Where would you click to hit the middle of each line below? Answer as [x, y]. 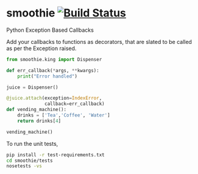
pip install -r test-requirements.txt [55, 155]
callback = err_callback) [75, 104]
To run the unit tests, [32, 143]
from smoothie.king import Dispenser [54, 59]
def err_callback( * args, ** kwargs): [53, 70]
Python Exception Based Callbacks [50, 30]
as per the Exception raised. [41, 48]
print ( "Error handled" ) [48, 76]
